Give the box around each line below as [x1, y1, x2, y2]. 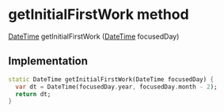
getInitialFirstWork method [8, 6, 189, 24]
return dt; [15, 90, 51, 98]
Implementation [8, 54, 89, 68]
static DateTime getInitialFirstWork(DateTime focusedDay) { [8, 75, 215, 84]
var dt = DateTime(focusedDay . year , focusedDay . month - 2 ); [15, 83, 218, 91]
